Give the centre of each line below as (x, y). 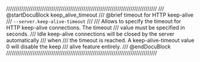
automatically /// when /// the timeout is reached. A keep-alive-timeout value (100, 40)
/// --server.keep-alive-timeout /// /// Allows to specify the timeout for (94, 21)
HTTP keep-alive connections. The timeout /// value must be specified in (96, 27)
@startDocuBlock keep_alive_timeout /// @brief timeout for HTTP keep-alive (100, 15)
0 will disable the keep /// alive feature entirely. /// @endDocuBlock (89, 46)
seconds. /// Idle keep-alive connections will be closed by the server (90, 34)
